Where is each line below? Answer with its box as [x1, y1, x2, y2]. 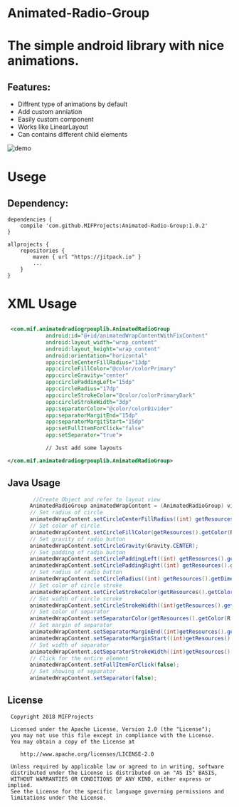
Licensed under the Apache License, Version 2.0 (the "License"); [10, 725, 212, 733]
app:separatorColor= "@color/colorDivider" [45, 405, 174, 412]
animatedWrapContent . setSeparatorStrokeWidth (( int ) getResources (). [29, 648, 234, 655]
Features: [7, 80, 51, 93]
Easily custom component [17, 115, 94, 124]
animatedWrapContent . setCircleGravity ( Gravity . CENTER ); [29, 542, 199, 549]
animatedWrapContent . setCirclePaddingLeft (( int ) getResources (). [29, 556, 228, 563]
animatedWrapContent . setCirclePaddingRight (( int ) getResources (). [29, 562, 231, 569]
